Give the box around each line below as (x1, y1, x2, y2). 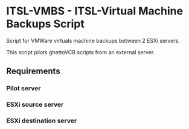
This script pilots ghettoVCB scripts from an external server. (6, 48, 155, 55)
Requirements (6, 66, 60, 77)
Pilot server (6, 84, 41, 93)
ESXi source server (6, 101, 64, 109)
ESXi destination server (6, 116, 77, 125)
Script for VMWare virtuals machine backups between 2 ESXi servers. (6, 37, 180, 44)
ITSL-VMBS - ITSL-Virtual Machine (6, 4, 183, 18)
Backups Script (6, 17, 85, 31)
